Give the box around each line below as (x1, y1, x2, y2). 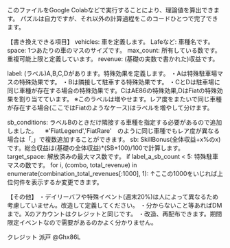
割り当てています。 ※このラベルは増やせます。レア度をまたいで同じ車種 (19, 95, 222, 103)
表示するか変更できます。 (30, 178, 103, 186)
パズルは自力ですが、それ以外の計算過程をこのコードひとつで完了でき (20, 14, 218, 23)
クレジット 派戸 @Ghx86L (7, 233, 81, 241)
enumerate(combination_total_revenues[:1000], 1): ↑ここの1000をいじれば (7, 170, 218, 177)
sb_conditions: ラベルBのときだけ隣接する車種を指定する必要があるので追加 (7, 119, 222, 126)
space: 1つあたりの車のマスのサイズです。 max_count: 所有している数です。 (7, 47, 221, 54)
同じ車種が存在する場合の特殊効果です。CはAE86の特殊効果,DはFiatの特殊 (7, 86, 218, 95)
